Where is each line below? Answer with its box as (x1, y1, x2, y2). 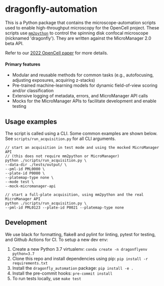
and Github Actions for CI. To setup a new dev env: (5, 237, 109, 242)
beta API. (5, 40, 24, 46)
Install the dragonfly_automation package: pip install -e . (12, 265, 134, 271)
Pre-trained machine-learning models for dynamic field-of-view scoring (12, 82, 158, 89)
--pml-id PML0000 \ (5, 167, 45, 171)
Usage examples (5, 118, 57, 126)
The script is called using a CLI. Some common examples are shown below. (5, 130, 158, 136)
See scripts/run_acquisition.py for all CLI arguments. (5, 136, 116, 142)
